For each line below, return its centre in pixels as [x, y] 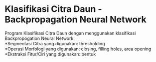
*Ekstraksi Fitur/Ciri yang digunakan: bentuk [50, 54]
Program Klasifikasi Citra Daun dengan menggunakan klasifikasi [70, 33]
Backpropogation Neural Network [39, 38]
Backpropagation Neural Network [76, 19]
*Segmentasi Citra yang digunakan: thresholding [55, 43]
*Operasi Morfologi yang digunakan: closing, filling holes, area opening [78, 49]
